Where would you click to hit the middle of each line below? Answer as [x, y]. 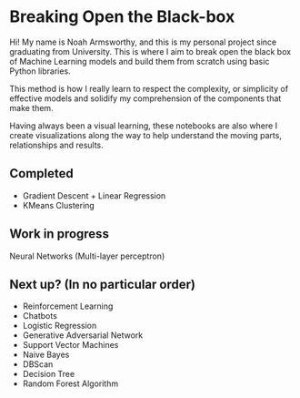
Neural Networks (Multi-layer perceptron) [87, 256]
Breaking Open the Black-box [122, 17]
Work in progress [59, 234]
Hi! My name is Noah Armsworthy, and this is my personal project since [143, 42]
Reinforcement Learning [68, 306]
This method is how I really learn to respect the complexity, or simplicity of [149, 88]
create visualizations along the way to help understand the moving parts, [145, 135]
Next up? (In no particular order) [103, 284]
